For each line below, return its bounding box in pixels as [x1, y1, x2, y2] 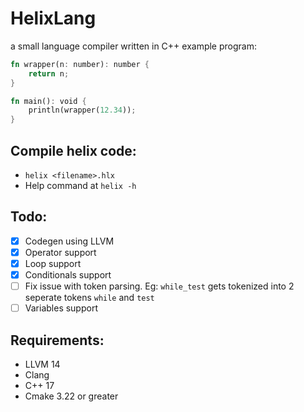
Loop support [24, 257, 82, 269]
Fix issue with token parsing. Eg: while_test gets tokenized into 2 [24, 280, 295, 292]
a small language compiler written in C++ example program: [10, 40, 257, 52]
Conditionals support [24, 269, 112, 281]
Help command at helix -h [24, 180, 137, 191]
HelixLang [10, 7, 97, 30]
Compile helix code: [10, 142, 137, 159]
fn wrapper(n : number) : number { [10, 59, 150, 69]
